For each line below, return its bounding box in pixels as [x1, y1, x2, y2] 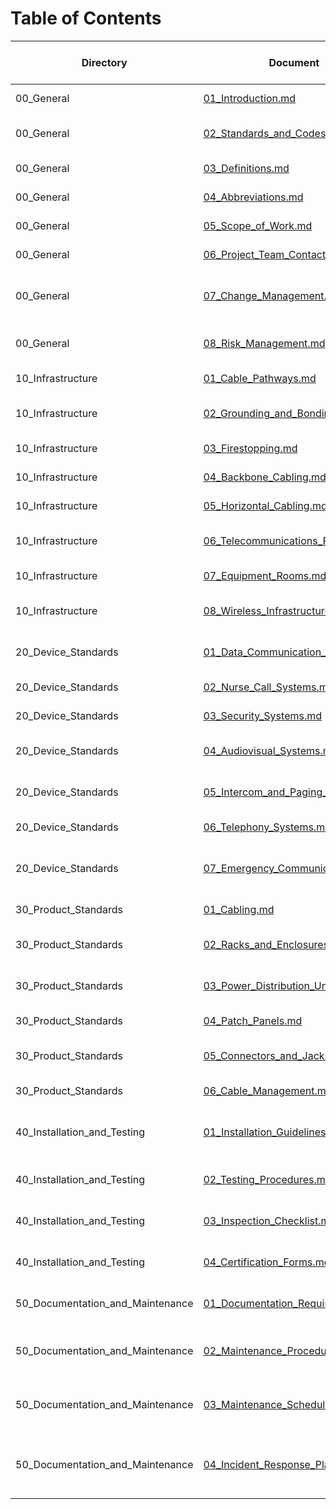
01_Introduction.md [203, 91, 297, 105]
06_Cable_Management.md [203, 1083, 333, 1097]
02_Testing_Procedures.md [203, 1172, 332, 1186]
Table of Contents [10, 7, 162, 30]
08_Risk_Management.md [203, 336, 326, 350]
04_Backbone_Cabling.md [203, 470, 327, 484]
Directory [81, 55, 128, 69]
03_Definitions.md [203, 161, 290, 175]
